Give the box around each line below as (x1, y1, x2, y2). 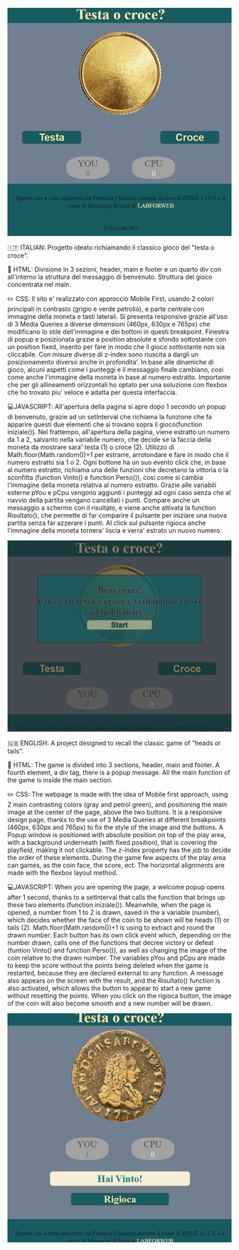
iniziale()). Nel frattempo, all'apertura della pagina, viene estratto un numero (7, 428, 230, 436)
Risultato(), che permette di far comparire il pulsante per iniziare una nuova (7, 511, 228, 520)
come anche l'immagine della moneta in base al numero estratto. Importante (7, 373, 231, 381)
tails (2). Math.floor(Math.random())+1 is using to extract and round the (7, 923, 216, 931)
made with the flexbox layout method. (7, 868, 118, 877)
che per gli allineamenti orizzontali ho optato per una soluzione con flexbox (7, 381, 228, 389)
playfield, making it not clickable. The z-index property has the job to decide (7, 846, 231, 854)
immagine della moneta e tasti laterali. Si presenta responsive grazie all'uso (7, 312, 228, 321)
